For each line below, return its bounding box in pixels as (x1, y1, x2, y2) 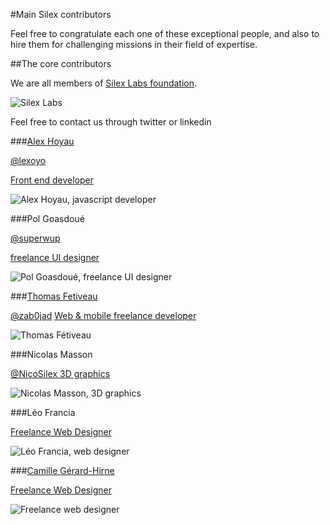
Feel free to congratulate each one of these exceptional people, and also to (10, 28, 320, 39)
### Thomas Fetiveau (10, 290, 98, 302)
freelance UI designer (10, 252, 100, 263)
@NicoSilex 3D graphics (10, 368, 111, 379)
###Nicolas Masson (10, 349, 93, 360)
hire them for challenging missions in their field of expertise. (10, 39, 258, 50)
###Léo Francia (10, 407, 76, 418)
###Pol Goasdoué (10, 213, 85, 224)
